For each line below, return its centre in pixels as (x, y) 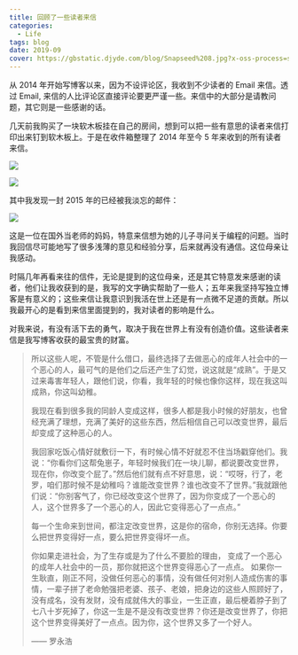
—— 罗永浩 (51, 641)
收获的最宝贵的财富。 (94, 339)
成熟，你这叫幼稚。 (66, 392)
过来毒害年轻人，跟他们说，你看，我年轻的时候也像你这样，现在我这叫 (159, 381)
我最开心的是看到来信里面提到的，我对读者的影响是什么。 (114, 310)
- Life (29, 34)
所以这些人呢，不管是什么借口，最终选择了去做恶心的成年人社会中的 (155, 359)
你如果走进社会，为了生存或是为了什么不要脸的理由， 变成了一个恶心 (156, 556)
